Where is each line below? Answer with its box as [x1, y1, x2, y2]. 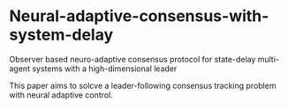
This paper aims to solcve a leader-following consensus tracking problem [9, 80, 277, 91]
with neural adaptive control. [9, 90, 113, 100]
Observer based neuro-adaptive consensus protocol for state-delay [9, 54, 256, 64]
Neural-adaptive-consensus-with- [9, 6, 269, 26]
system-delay [9, 25, 114, 45]
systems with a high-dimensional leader [32, 63, 178, 74]
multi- [257, 54, 280, 64]
